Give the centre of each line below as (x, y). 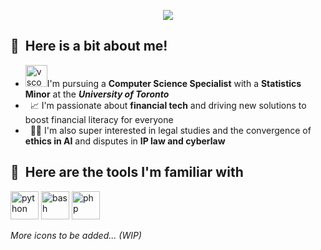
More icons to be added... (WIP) (76, 235)
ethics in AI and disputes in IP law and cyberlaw (125, 141)
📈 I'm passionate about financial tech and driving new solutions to (168, 105)
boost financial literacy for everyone (99, 119)
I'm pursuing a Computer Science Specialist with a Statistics (174, 83)
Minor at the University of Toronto (97, 94)
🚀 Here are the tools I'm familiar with (127, 172)
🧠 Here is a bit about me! (89, 46)
